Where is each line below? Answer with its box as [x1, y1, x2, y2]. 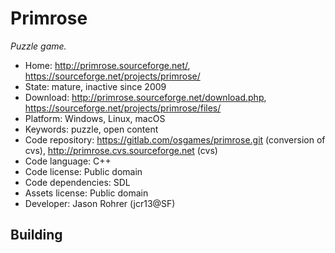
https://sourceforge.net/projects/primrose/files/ [24, 102, 222, 114]
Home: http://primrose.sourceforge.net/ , [24, 59, 191, 71]
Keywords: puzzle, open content [24, 123, 159, 135]
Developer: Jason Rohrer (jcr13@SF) [24, 197, 176, 209]
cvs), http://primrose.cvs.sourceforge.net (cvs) [24, 144, 218, 156]
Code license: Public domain [24, 165, 143, 177]
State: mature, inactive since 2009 [24, 80, 167, 92]
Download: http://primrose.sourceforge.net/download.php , [24, 91, 267, 103]
